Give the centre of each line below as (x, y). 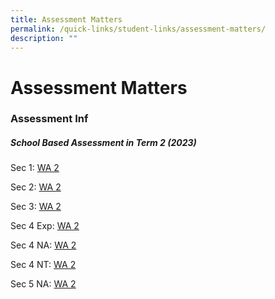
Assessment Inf (49, 119)
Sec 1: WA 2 (35, 168)
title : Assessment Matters (66, 19)
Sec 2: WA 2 (36, 187)
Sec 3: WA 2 (36, 207)
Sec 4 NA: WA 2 (43, 245)
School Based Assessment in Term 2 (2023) (103, 143)
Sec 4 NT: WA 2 (43, 265)
